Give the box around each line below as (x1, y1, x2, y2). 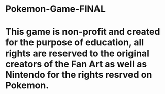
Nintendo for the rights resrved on (5, 69, 152, 81)
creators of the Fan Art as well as (5, 59, 147, 70)
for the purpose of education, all (5, 37, 144, 49)
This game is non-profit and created (5, 26, 160, 38)
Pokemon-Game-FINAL (5, 3, 106, 15)
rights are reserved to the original (5, 48, 150, 59)
